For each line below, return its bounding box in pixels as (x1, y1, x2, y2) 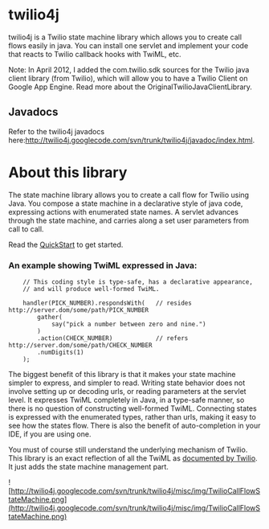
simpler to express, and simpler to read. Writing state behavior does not (8, 378, 246, 388)
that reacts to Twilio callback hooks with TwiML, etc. (8, 49, 181, 59)
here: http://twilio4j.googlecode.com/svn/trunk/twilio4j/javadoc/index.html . (8, 135, 255, 145)
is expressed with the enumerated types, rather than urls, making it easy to (8, 412, 257, 421)
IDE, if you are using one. (8, 429, 92, 439)
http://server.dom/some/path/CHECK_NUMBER (8, 341, 153, 349)
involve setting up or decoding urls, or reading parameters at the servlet (8, 386, 247, 396)
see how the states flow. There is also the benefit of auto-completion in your (8, 420, 261, 430)
